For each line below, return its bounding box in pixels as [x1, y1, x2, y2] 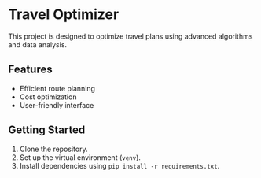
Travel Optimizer [8, 6, 119, 24]
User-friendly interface [19, 100, 94, 109]
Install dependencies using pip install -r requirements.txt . [19, 161, 220, 170]
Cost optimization [19, 92, 77, 102]
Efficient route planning [19, 83, 96, 93]
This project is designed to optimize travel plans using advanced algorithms [8, 32, 253, 41]
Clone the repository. [19, 144, 88, 154]
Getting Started [8, 124, 86, 137]
